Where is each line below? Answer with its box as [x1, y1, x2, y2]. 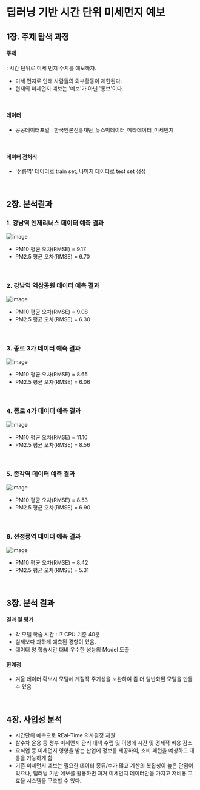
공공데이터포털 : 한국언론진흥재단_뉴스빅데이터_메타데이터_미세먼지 [15, 126, 174, 134]
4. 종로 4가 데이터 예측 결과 [6, 407, 81, 415]
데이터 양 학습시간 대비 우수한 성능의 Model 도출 [15, 645, 130, 653]
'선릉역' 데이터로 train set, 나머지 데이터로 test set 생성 [15, 168, 147, 175]
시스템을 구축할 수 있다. [26, 777, 82, 784]
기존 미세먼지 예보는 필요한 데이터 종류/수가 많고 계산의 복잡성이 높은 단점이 [15, 761, 194, 769]
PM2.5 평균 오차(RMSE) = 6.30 [15, 316, 91, 323]
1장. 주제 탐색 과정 [6, 32, 70, 42]
